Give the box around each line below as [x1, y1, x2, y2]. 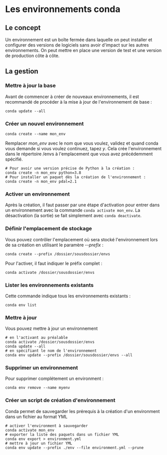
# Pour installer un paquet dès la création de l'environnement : [5, 174, 146, 180]
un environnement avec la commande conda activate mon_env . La [5, 207, 141, 213]
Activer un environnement [5, 190, 70, 197]
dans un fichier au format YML [5, 413, 68, 419]
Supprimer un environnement [5, 364, 78, 371]
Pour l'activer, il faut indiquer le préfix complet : [5, 260, 103, 266]
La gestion [5, 67, 38, 76]
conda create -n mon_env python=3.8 [5, 170, 81, 175]
